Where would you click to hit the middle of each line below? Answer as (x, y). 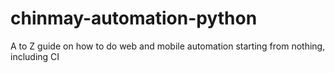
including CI (35, 56)
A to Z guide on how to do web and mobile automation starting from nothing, (168, 46)
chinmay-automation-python (134, 18)
